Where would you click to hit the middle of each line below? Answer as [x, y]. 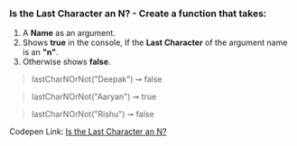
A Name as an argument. [69, 33]
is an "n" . [40, 52]
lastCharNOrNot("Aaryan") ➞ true [94, 96]
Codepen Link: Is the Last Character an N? [88, 132]
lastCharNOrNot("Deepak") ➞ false [97, 79]
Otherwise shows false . [66, 62]
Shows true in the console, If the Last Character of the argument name [155, 42]
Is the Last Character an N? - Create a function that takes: [138, 14]
